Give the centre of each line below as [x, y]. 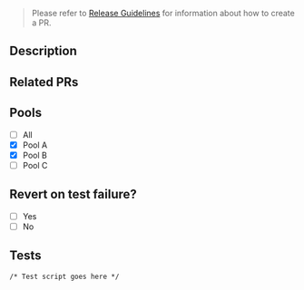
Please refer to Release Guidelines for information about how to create [163, 13]
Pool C [35, 165]
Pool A [35, 145]
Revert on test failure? [74, 194]
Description [43, 51]
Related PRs [44, 82]
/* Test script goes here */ [64, 276]
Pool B [34, 155]
